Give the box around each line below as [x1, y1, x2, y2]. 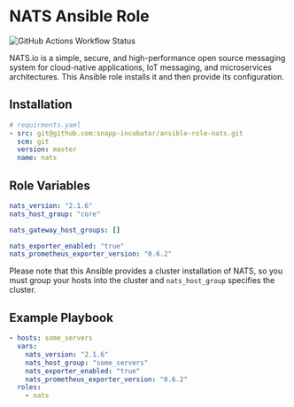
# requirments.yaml [9, 120, 81, 129]
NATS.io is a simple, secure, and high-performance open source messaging [9, 52, 286, 63]
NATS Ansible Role [9, 6, 150, 27]
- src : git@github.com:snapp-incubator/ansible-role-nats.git [9, 128, 244, 138]
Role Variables [9, 178, 90, 193]
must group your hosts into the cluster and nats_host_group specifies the [9, 275, 275, 286]
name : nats [17, 153, 58, 163]
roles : [17, 383, 42, 392]
